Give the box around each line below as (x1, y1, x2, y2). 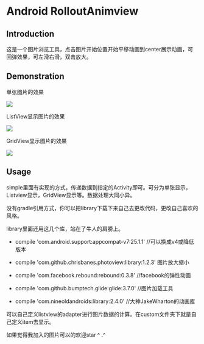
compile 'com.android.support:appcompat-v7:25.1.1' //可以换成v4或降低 (15, 238, 195, 245)
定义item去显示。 (11, 318, 55, 325)
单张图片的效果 (6, 88, 44, 95)
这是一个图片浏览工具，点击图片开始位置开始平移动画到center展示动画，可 (6, 46, 194, 53)
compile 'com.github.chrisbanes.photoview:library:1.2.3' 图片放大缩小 (15, 258, 190, 266)
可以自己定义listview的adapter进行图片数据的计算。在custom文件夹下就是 (6, 310, 192, 318)
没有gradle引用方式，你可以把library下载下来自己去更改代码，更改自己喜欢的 (6, 204, 199, 211)
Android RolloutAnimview (6, 4, 139, 18)
